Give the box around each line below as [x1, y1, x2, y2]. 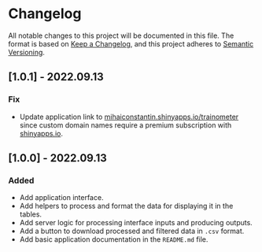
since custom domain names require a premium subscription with [19, 120, 232, 130]
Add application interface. [19, 193, 104, 202]
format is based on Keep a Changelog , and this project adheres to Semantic [8, 39, 254, 48]
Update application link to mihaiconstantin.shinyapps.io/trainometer [19, 112, 239, 121]
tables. [19, 209, 42, 219]
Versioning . [8, 47, 46, 57]
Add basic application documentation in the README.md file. [19, 235, 208, 244]
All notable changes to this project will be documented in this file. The [8, 31, 234, 40]
